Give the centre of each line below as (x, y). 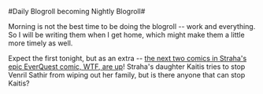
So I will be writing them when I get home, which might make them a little (127, 35)
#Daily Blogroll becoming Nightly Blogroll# (77, 11)
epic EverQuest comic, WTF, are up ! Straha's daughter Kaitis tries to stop (127, 67)
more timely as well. (41, 43)
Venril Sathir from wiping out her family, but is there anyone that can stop (127, 75)
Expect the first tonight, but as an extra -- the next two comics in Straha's (128, 58)
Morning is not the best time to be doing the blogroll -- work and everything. (132, 26)
